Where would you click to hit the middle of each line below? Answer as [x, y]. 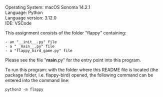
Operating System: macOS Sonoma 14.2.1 [48, 7]
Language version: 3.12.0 [31, 18]
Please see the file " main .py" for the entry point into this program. [73, 60]
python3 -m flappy [24, 89]
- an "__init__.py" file [31, 42]
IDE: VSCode [18, 23]
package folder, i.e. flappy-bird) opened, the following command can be [79, 75]
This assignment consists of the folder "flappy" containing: [66, 33]
